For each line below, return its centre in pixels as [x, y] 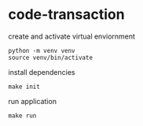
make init [24, 87]
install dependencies [42, 72]
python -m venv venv [42, 50]
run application [33, 101]
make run [22, 116]
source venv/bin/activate [50, 57]
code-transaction [66, 15]
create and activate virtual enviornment [72, 36]
